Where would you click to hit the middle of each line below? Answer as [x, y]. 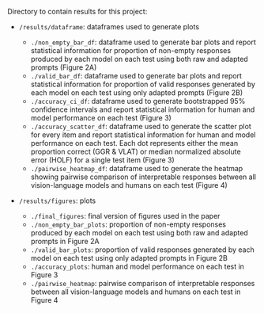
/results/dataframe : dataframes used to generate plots [109, 27]
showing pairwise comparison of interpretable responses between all [143, 177]
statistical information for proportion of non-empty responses [130, 50]
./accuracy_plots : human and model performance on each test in [137, 266]
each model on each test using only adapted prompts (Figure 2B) [137, 93]
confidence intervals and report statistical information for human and [143, 109]
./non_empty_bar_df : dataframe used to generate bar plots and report [143, 42]
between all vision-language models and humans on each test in [136, 292]
